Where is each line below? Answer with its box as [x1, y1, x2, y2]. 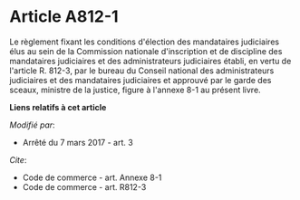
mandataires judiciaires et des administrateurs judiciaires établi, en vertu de [9, 55, 292, 66]
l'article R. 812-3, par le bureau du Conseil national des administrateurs [9, 65, 275, 76]
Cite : [9, 154, 27, 165]
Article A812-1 [9, 6, 120, 27]
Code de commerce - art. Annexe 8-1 [22, 172, 162, 183]
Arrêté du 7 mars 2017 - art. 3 [22, 137, 133, 148]
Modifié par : [9, 119, 56, 130]
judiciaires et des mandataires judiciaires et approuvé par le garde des [9, 74, 272, 85]
